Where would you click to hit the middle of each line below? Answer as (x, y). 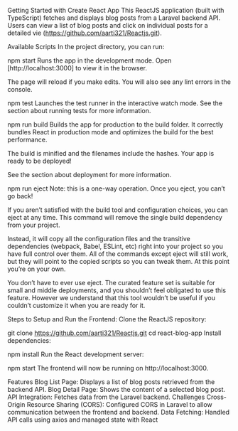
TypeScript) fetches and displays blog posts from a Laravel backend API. (114, 18)
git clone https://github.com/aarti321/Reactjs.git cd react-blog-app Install (114, 333)
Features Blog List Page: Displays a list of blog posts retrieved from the (111, 382)
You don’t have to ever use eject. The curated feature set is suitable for (111, 283)
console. (20, 89)
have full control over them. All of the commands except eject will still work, (118, 254)
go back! (20, 196)
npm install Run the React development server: (76, 354)
